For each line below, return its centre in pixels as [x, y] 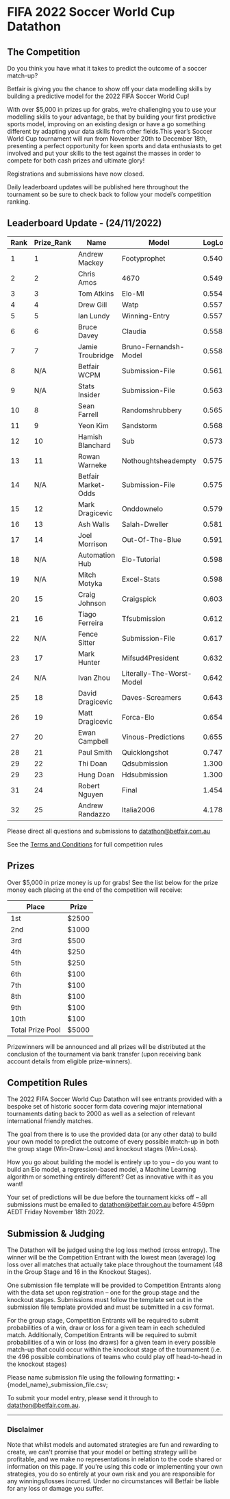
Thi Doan [92, 764]
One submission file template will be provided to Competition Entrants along [114, 1285]
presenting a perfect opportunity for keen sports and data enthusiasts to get [115, 146]
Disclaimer [25, 1430]
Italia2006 [139, 810]
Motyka [90, 583]
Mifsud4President [151, 658]
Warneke [92, 465]
